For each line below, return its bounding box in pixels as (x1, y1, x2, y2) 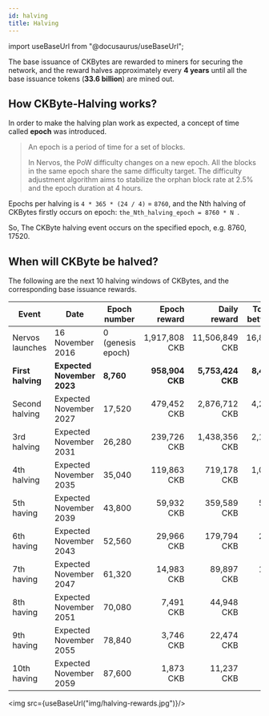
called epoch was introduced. (8, 127, 107, 136)
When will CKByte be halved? (8, 254, 159, 269)
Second (12, 398, 42, 410)
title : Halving (8, 19, 59, 27)
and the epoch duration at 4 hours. (27, 184, 143, 193)
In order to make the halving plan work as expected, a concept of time (8, 118, 240, 128)
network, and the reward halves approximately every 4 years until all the (8, 65, 247, 75)
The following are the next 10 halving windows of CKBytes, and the (8, 276, 230, 285)
